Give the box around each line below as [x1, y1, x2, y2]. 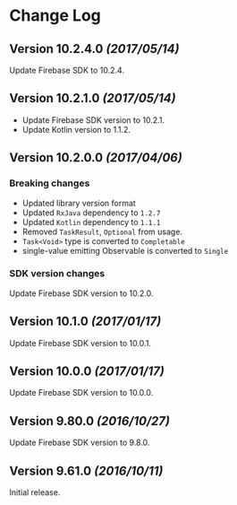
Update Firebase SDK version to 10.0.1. [9, 337, 152, 348]
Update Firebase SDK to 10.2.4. [9, 65, 125, 75]
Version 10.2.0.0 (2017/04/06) [9, 150, 183, 166]
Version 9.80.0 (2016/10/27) [9, 414, 170, 429]
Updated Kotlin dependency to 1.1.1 [21, 216, 161, 227]
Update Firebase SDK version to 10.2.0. [9, 288, 154, 299]
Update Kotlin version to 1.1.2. [21, 124, 131, 135]
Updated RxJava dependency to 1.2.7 [21, 207, 161, 218]
